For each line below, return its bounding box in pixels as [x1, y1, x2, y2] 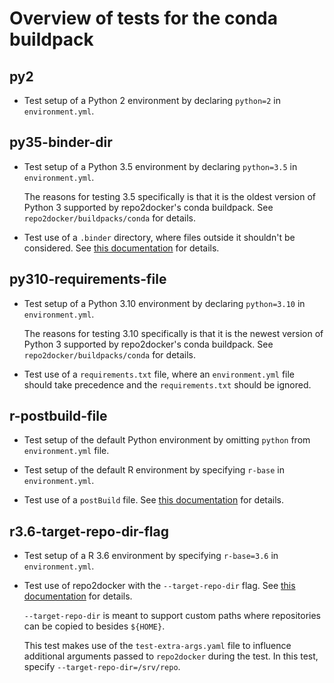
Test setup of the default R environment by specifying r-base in [23, 464, 285, 476]
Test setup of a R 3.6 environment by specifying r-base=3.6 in [23, 550, 279, 562]
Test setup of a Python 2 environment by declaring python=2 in [23, 95, 281, 106]
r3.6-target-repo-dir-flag [9, 523, 170, 540]
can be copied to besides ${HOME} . [23, 620, 166, 632]
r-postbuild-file [9, 408, 108, 425]
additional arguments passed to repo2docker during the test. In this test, [23, 650, 319, 662]
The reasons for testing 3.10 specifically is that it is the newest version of [23, 327, 324, 339]
